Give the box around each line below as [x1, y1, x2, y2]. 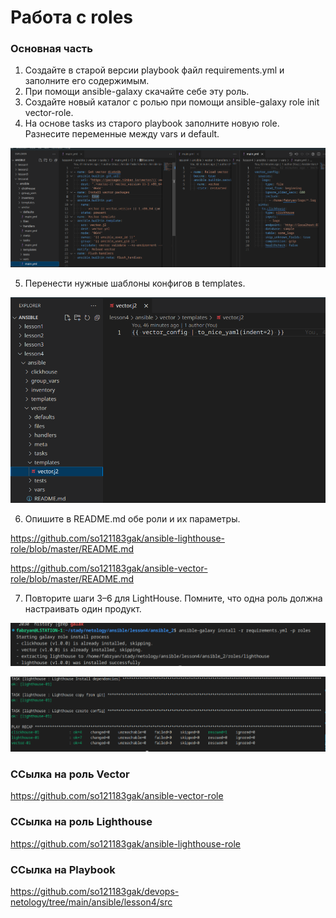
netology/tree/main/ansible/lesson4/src [10, 896, 173, 908]
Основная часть [10, 42, 93, 56]
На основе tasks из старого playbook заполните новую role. [24, 117, 280, 130]
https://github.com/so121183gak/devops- [10, 885, 180, 897]
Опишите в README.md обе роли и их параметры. [24, 513, 241, 525]
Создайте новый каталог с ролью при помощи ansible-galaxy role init [24, 96, 320, 108]
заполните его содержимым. [24, 75, 150, 87]
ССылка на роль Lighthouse [10, 815, 153, 829]
